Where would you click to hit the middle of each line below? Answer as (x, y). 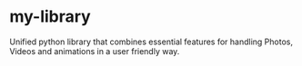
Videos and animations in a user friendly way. (95, 51)
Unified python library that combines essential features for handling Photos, (151, 42)
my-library (50, 17)
